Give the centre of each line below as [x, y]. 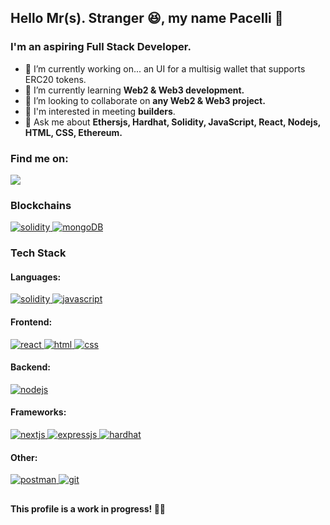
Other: [24, 457]
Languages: [36, 277]
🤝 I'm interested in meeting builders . [100, 111]
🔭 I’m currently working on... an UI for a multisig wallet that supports [165, 68]
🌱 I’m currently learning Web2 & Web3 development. [134, 90]
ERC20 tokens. [55, 79]
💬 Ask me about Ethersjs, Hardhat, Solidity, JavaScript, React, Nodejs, [172, 122]
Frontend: [31, 322]
